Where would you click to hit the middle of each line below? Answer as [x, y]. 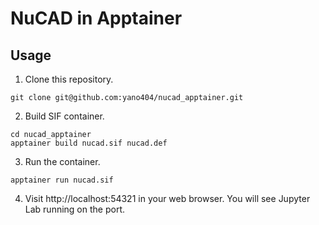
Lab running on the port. [74, 209]
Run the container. [62, 161]
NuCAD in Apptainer [96, 18]
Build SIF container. [64, 116]
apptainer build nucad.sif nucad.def [89, 143]
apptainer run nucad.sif [62, 180]
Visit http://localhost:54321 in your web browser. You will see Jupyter [167, 198]
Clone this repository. [69, 79]
